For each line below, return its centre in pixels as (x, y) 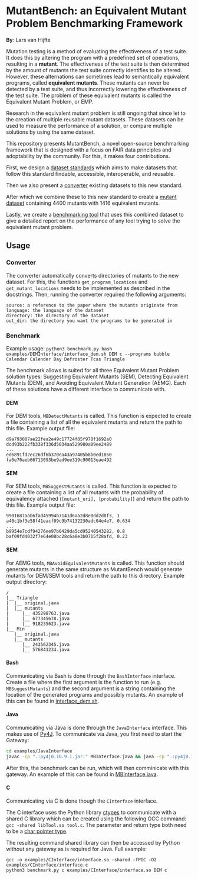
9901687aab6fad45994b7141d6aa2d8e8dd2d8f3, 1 (63, 516)
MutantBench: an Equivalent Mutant (96, 11)
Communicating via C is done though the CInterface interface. (82, 801)
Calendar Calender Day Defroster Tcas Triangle (66, 359)
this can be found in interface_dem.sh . (53, 701)
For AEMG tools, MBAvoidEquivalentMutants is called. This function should (95, 563)
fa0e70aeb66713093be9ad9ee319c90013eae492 (59, 460)
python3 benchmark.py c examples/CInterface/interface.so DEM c (87, 870)
